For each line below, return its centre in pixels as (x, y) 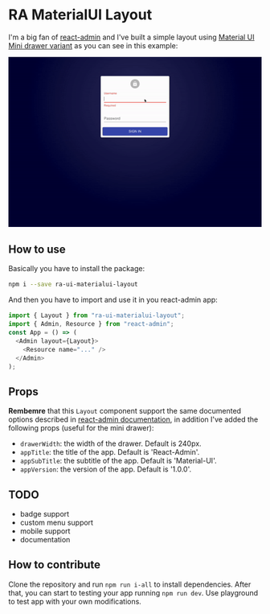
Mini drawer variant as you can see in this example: (93, 45)
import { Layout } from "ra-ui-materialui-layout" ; (96, 315)
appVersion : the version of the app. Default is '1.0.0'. (106, 469)
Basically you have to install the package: (77, 269)
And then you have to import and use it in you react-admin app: (113, 300)
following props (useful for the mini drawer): (81, 428)
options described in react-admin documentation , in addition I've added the (133, 419)
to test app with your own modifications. (75, 601)
